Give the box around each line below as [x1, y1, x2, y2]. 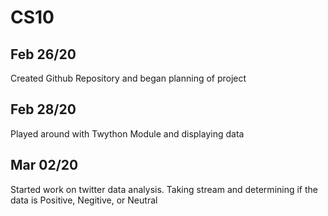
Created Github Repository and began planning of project [10, 72, 247, 84]
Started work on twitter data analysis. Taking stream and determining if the [10, 183, 319, 195]
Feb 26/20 [10, 46, 77, 63]
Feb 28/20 [10, 101, 77, 118]
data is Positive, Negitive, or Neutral [10, 194, 158, 206]
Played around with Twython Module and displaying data [10, 127, 245, 140]
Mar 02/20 [10, 157, 79, 174]
